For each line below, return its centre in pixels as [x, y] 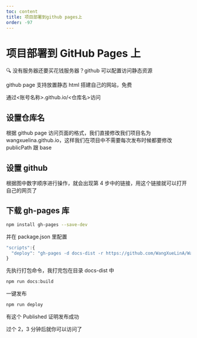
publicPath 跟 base [29, 148]
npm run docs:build [30, 282]
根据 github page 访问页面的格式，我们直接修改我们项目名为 [79, 133]
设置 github [27, 168]
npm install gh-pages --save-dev [47, 224]
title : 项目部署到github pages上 [44, 17]
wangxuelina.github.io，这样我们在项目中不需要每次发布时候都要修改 [89, 140]
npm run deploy [25, 305]
